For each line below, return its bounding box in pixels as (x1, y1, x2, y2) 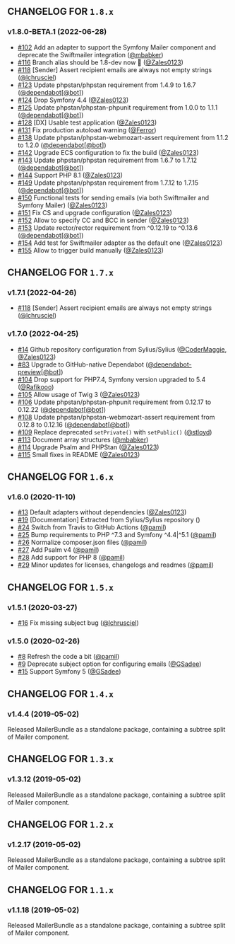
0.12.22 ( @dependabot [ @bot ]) (17, 405, 107, 413)
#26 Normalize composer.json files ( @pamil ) (17, 538, 147, 547)
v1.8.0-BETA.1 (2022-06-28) (7, 27, 107, 37)
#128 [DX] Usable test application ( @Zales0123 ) (17, 118, 157, 127)
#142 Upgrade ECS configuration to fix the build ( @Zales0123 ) (17, 148, 199, 156)
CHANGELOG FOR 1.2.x (7, 819, 114, 831)
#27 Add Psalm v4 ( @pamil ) (17, 546, 100, 554)
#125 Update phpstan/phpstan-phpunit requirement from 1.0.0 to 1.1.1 (17, 103, 218, 112)
